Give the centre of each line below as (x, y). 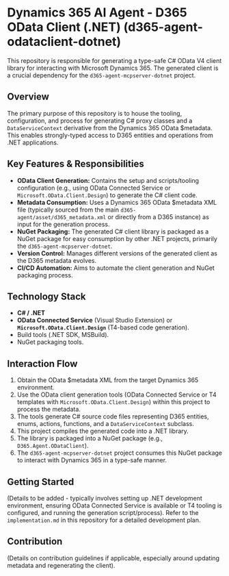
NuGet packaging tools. (50, 342)
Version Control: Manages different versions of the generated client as (117, 253)
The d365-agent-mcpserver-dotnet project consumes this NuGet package (119, 453)
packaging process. (45, 275)
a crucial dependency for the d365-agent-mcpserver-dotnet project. (102, 75)
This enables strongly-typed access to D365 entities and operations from (110, 135)
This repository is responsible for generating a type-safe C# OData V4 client (114, 60)
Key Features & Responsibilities (76, 164)
